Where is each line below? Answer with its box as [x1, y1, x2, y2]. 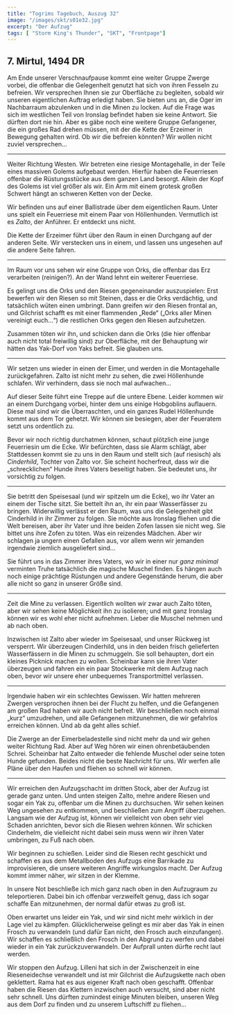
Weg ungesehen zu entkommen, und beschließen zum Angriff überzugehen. [7, 806, 226, 815]
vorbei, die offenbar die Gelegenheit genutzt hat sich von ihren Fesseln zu [7, 81, 218, 90]
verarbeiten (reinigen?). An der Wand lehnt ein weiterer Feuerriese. [7, 273, 198, 282]
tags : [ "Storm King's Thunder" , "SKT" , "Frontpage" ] [7, 29, 166, 37]
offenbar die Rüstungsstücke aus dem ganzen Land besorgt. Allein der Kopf [7, 175, 224, 183]
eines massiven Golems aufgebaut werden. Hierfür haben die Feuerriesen [7, 167, 218, 176]
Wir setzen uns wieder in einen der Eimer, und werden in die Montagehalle [7, 364, 220, 373]
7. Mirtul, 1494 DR [7, 55, 85, 67]
